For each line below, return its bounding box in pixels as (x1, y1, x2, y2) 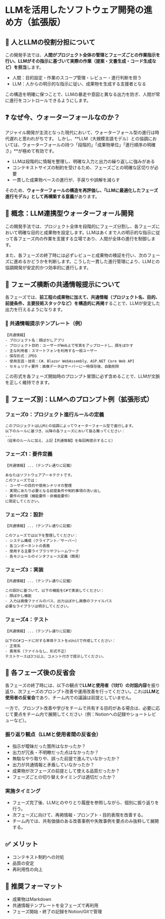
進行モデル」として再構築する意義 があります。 (5, 193, 100, 199)
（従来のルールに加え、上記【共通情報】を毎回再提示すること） (5, 438, 115, 443)
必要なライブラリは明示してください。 (5, 604, 71, 609)
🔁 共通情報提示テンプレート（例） (5, 320, 85, 327)
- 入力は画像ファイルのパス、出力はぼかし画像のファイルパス (5, 599, 112, 604)
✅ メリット (5, 840, 38, 849)
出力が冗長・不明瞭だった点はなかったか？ (12, 749, 99, 755)
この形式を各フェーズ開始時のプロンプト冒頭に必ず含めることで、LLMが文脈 (5, 373, 160, 379)
